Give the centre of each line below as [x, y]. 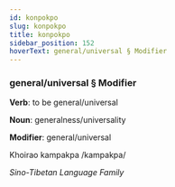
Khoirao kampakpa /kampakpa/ [68, 155]
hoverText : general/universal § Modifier [88, 51]
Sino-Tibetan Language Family [67, 173]
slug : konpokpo [38, 26]
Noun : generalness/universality [68, 120]
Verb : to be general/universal [64, 103]
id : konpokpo [34, 18]
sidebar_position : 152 [52, 43]
